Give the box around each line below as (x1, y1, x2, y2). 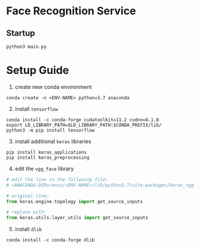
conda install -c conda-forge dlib (6, 237, 95, 243)
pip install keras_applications (6, 149, 87, 155)
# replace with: (6, 209, 47, 216)
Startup (6, 28, 35, 38)
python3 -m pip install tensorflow (6, 127, 95, 133)
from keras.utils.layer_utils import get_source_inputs (6, 215, 148, 221)
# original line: (6, 193, 50, 199)
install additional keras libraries (14, 137, 92, 145)
